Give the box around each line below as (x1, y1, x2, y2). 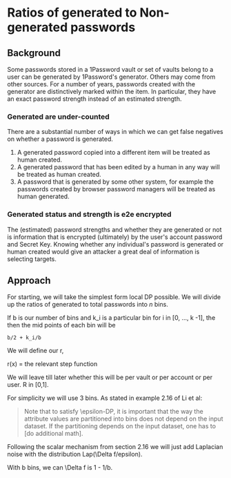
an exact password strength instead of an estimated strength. (7, 95, 182, 103)
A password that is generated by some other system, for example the (17, 178, 214, 186)
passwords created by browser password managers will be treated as (17, 185, 216, 193)
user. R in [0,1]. (7, 381, 49, 389)
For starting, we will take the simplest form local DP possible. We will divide (7, 293, 221, 301)
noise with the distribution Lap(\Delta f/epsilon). (7, 450, 143, 459)
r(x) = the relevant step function (7, 360, 98, 368)
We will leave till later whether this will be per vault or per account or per (7, 373, 212, 381)
